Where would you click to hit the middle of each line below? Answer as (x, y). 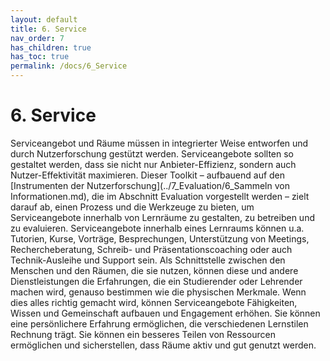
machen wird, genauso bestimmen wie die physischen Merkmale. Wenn (158, 292)
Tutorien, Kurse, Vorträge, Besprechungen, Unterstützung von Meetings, (160, 238)
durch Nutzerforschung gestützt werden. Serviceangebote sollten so (152, 153)
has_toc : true (40, 57)
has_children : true (51, 47)
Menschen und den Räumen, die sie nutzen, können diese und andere (154, 270)
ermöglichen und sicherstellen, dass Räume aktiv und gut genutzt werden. (163, 345)
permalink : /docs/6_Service (69, 66)
